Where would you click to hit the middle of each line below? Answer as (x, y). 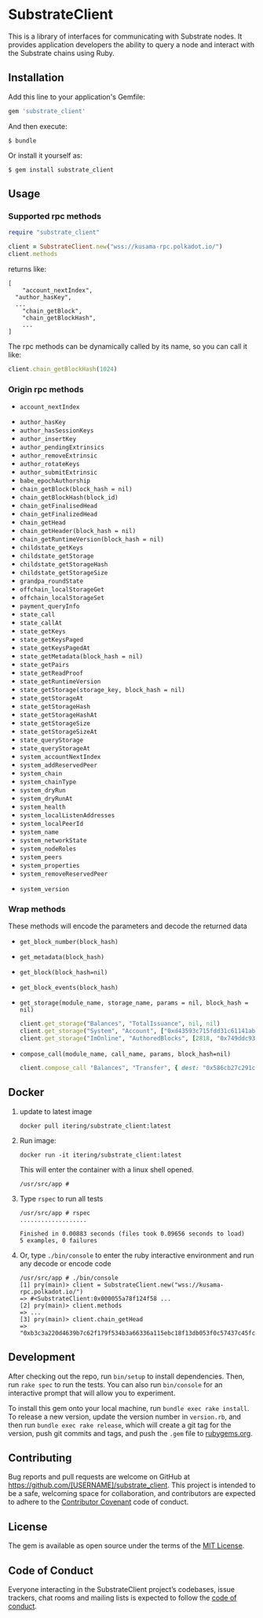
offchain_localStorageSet (62, 598)
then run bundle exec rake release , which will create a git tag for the (120, 1425)
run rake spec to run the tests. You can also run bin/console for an (115, 1384)
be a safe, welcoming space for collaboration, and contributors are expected (132, 1494)
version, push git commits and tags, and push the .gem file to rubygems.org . (131, 1433)
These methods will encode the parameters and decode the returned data (128, 926)
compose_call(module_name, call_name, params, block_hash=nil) (125, 1054)
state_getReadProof (51, 674)
